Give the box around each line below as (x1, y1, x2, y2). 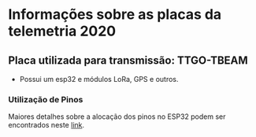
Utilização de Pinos (8, 94, 83, 105)
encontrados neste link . (8, 120, 85, 130)
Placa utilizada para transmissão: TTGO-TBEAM (8, 54, 248, 67)
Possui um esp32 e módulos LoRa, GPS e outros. (19, 75, 179, 83)
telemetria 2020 (8, 22, 117, 40)
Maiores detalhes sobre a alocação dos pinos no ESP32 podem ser (8, 112, 226, 121)
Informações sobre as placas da (8, 6, 222, 24)
